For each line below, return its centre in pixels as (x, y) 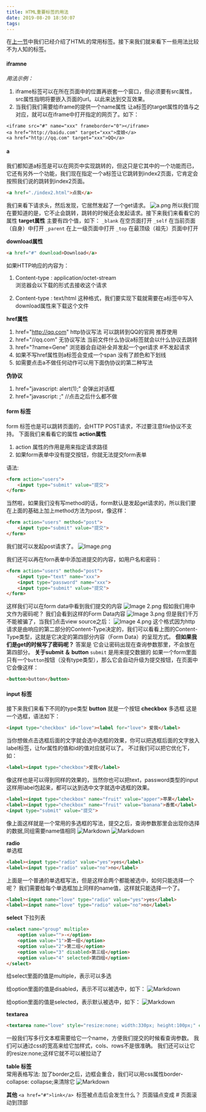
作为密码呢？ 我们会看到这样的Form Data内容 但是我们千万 (105, 614)
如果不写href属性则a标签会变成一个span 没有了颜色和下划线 (91, 355)
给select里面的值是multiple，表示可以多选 (59, 976)
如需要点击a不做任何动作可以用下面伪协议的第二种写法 (84, 362)
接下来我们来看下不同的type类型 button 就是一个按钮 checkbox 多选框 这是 (102, 709)
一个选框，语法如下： (33, 716)
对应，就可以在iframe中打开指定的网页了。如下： (77, 114)
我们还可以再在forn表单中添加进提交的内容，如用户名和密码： (84, 559)
